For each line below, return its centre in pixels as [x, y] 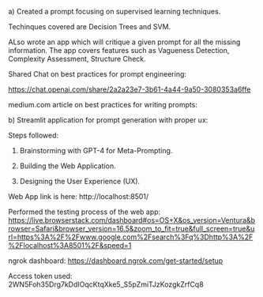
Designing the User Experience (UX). [80, 181]
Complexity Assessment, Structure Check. [77, 59]
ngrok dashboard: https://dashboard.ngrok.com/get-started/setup [116, 261]
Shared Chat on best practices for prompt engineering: [98, 74]
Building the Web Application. [68, 166]
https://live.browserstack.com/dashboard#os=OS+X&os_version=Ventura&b [131, 220]
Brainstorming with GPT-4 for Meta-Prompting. [96, 150]
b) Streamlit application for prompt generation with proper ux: [108, 120]
